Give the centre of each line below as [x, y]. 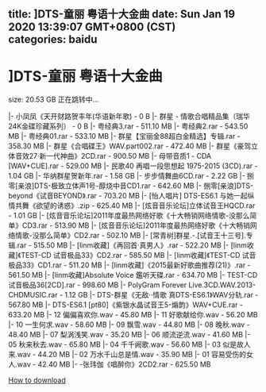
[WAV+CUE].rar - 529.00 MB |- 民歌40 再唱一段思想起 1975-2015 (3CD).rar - [133, 166]
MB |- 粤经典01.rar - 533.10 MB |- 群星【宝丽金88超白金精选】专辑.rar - [124, 136]
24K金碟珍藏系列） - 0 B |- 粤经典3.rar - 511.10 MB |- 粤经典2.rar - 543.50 [128, 126]
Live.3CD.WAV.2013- [222, 285]
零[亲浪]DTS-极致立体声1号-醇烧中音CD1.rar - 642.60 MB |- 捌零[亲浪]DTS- [131, 186]
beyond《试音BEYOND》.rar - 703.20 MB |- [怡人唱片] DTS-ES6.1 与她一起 [128, 196]
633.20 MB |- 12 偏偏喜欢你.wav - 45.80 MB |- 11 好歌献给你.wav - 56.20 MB [133, 315]
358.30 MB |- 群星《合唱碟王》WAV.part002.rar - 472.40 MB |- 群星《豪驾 [130, 146]
